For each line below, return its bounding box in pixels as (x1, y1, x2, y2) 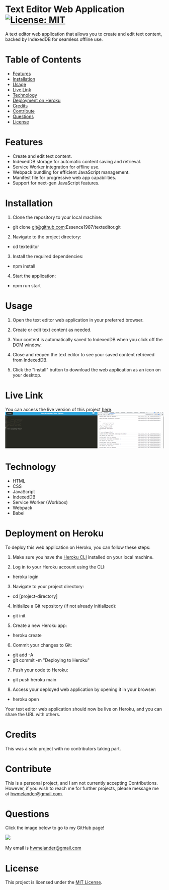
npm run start (12, 282, 41, 288)
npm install (12, 263, 36, 269)
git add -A (12, 652, 34, 658)
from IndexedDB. (12, 357, 48, 363)
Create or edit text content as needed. (12, 327, 92, 333)
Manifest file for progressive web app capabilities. (12, 174, 117, 180)
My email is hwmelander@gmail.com (5, 845, 81, 851)
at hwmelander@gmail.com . (5, 790, 63, 797)
